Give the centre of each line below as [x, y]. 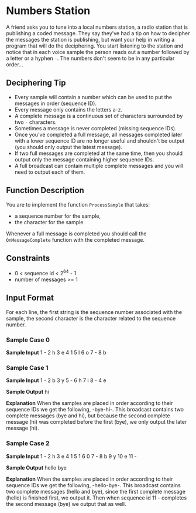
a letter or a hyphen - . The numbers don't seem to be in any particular [90, 58]
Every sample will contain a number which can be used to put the [93, 97]
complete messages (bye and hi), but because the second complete [88, 416]
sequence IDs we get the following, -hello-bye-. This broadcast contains [94, 485]
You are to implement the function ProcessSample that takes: [78, 204]
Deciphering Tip [36, 83]
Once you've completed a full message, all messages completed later [98, 134]
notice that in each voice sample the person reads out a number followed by [98, 52]
